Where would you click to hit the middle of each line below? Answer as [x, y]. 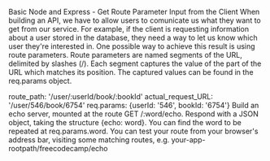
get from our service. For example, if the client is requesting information [129, 29]
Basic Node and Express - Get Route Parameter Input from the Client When [134, 12]
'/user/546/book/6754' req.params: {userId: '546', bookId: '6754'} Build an [134, 105]
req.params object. [40, 81]
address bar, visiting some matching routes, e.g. [89, 140]
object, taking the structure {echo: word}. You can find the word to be [125, 122]
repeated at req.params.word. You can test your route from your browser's [133, 131]
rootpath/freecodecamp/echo [58, 148]
